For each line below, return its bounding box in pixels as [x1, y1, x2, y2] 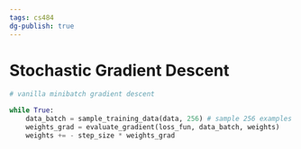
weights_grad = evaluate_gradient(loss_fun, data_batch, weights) [25, 123, 280, 132]
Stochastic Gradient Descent [9, 60, 230, 81]
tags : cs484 [9, 13, 54, 22]
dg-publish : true [9, 22, 75, 31]
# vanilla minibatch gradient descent [9, 90, 155, 99]
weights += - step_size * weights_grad [25, 131, 176, 140]
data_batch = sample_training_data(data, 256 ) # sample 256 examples [25, 114, 293, 124]
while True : [9, 106, 54, 115]
